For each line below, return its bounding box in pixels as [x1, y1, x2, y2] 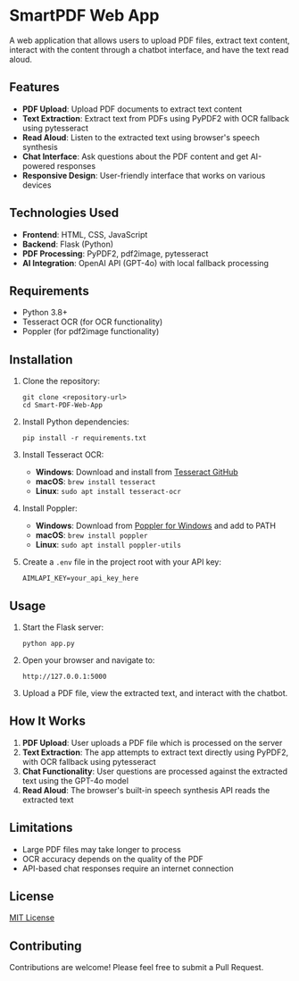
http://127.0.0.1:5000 [21, 672, 107, 681]
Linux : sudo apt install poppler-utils [35, 540, 181, 550]
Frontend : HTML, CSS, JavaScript [21, 229, 148, 239]
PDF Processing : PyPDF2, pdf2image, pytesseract [21, 247, 209, 259]
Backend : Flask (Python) [21, 239, 114, 249]
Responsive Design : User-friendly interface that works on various [21, 170, 266, 180]
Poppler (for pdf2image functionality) [21, 326, 160, 337]
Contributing [9, 938, 82, 953]
